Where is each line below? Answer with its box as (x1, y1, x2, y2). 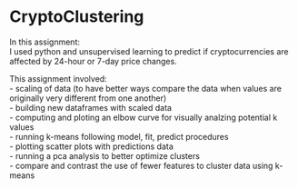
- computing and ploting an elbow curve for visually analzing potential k (9, 112, 278, 123)
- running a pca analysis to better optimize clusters (9, 150, 200, 161)
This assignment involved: (9, 73, 107, 84)
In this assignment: (9, 36, 80, 47)
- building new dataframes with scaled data (9, 102, 173, 113)
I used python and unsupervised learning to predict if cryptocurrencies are (9, 45, 289, 56)
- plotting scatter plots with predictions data (9, 141, 174, 152)
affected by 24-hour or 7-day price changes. (9, 55, 177, 66)
